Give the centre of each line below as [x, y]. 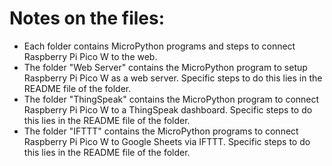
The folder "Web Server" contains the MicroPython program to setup [165, 67]
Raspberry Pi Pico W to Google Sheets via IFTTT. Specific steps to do [167, 141]
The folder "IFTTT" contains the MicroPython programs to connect [161, 131]
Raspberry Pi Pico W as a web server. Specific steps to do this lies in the [173, 78]
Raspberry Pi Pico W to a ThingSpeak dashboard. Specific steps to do [168, 109]
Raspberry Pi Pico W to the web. [90, 56]
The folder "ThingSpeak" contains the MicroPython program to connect [171, 99]
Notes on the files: [87, 18]
